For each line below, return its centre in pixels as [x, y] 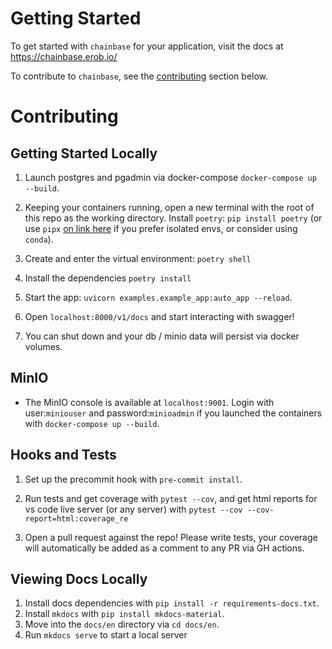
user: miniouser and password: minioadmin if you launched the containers [173, 413]
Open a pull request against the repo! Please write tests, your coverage [171, 537]
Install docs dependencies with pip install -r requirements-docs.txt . [172, 603]
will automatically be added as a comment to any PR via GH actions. [164, 548]
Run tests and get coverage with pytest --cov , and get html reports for [171, 498]
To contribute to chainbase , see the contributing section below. [139, 76]
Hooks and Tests [63, 455]
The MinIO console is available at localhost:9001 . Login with [149, 402]
